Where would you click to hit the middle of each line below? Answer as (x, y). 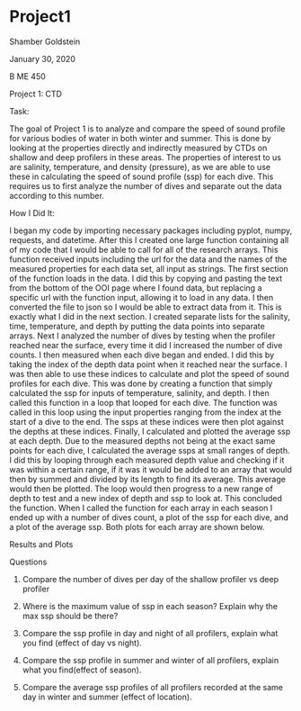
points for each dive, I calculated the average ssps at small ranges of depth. (150, 450)
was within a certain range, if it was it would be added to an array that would (150, 469)
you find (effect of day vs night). (82, 643)
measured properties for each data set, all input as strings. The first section (149, 268)
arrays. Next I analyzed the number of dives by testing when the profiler (142, 336)
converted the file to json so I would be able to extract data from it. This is (146, 307)
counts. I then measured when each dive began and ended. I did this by (142, 355)
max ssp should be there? (70, 616)
